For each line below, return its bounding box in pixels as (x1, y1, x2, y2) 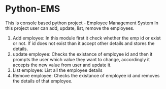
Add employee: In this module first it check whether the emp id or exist (12, 35, 161, 41)
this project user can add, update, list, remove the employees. (5, 25, 135, 31)
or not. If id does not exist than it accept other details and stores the (12, 40, 155, 46)
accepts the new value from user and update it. (12, 62, 112, 68)
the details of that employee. (12, 78, 73, 84)
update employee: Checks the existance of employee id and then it (12, 51, 153, 57)
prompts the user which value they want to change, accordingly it (12, 56, 150, 62)
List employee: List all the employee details (12, 67, 103, 73)
